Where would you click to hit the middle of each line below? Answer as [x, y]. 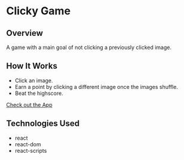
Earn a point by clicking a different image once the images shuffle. [96, 87]
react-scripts [31, 150]
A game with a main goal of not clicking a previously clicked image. [89, 47]
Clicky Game [38, 11]
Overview [25, 33]
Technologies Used [43, 124]
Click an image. [34, 80]
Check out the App [29, 104]
